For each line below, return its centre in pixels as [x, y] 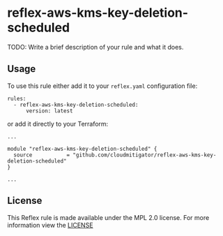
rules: [17, 98]
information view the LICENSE [50, 225]
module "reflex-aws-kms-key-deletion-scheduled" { [82, 149]
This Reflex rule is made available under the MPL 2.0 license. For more [108, 217]
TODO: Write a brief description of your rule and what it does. [95, 47]
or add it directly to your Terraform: [58, 124]
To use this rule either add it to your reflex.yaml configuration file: [102, 86]
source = [42, 155]
